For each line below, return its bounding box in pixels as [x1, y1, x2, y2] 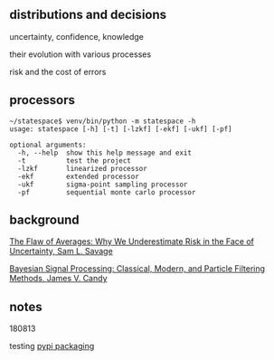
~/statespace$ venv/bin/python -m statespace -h [9, 117, 196, 126]
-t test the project [17, 156, 131, 166]
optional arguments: [9, 140, 88, 149]
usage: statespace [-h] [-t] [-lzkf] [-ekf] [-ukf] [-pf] [9, 124, 232, 134]
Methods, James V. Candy [9, 273, 108, 284]
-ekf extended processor [17, 172, 140, 181]
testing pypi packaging [9, 341, 95, 352]
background [9, 213, 80, 228]
